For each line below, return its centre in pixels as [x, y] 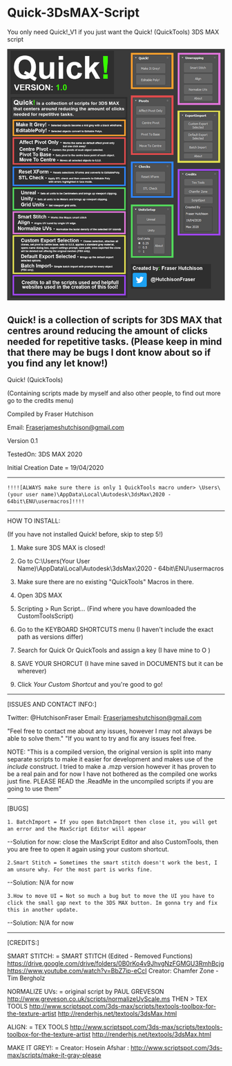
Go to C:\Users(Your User [54, 561]
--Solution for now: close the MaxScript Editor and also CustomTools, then [113, 842]
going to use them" [35, 788]
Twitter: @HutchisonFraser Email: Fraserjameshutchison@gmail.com [105, 717]
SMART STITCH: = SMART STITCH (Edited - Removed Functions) [100, 956]
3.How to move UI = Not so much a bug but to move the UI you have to [111, 896]
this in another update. [43, 910]
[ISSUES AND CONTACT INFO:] [52, 704]
